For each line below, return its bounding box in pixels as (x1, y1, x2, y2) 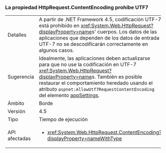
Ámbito (7, 100, 25, 107)
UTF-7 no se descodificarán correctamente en (39, 41, 148, 48)
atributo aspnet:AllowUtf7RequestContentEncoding (39, 86, 155, 93)
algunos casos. (39, 47, 74, 54)
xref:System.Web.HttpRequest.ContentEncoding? (47, 129, 162, 136)
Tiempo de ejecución (39, 116, 88, 123)
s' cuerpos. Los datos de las (91, 29, 157, 36)
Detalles (7, 32, 27, 38)
